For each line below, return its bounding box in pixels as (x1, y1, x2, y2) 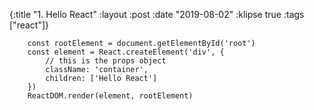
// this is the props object (45, 56, 167, 66)
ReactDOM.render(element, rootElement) (27, 91, 194, 101)
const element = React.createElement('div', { (27, 47, 225, 57)
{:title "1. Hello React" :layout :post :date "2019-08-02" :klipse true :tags (9, 9, 305, 20)
